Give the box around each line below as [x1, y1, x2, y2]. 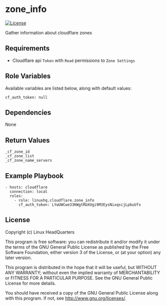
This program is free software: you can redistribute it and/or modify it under [5, 239, 160, 245]
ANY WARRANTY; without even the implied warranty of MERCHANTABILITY [5, 270, 161, 276]
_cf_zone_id [5, 149, 30, 154]
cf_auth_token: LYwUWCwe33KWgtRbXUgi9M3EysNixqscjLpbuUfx [18, 202, 141, 207]
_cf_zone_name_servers [5, 158, 52, 163]
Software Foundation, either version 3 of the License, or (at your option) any [5, 249, 161, 255]
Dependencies [5, 108, 51, 117]
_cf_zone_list [5, 154, 35, 159]
